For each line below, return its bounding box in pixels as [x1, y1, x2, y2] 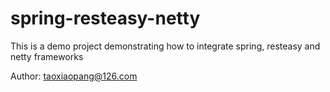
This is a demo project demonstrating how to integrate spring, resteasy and [10, 40, 321, 52]
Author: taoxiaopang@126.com [10, 70, 138, 82]
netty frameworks [10, 50, 84, 62]
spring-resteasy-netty [10, 7, 201, 30]
